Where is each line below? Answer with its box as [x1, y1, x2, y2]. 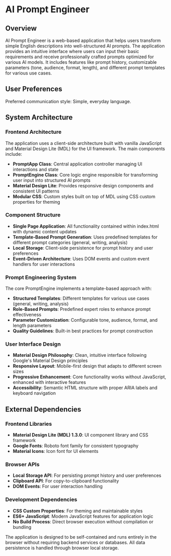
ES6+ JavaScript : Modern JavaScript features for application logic [12, 513, 154, 519]
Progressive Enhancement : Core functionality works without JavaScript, [12, 374, 166, 380]
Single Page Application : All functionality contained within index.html [12, 223, 159, 229]
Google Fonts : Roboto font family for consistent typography [12, 443, 139, 449]
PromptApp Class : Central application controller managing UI [12, 161, 142, 167]
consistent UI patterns [12, 188, 60, 194]
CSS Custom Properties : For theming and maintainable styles [12, 507, 143, 514]
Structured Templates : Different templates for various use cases [12, 295, 150, 302]
